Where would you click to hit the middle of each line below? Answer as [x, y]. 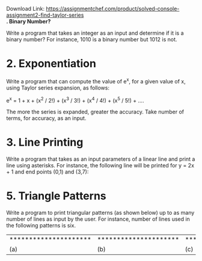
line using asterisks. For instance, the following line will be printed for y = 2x [100, 166]
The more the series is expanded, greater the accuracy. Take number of [95, 112]
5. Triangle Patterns [56, 196]
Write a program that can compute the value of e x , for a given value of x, [96, 80]
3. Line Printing [45, 142]
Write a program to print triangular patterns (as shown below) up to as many [100, 213]
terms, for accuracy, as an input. [46, 118]
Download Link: [26, 9]
